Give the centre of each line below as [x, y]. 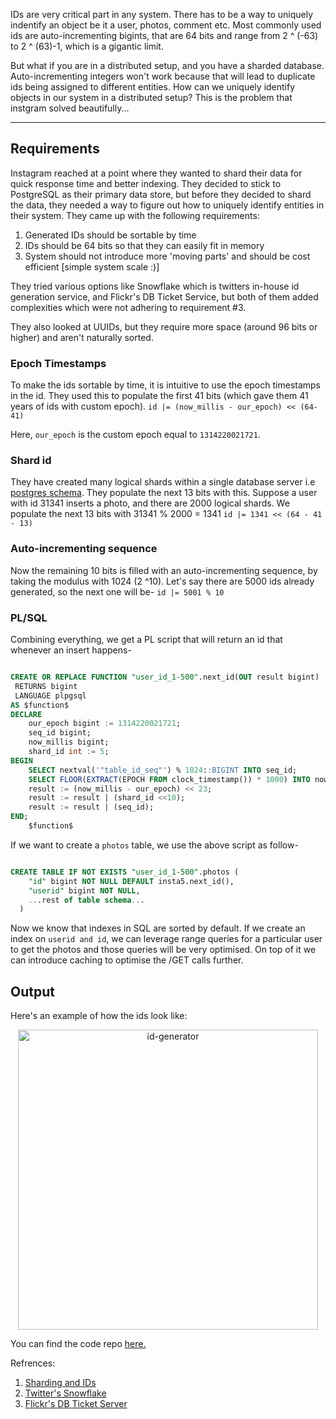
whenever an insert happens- [71, 650]
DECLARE [26, 714]
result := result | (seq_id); [91, 807]
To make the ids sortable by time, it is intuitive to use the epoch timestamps [166, 385]
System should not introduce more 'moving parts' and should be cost [167, 256]
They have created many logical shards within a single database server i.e [163, 482]
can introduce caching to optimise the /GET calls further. [127, 960]
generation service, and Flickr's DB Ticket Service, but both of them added [164, 296]
